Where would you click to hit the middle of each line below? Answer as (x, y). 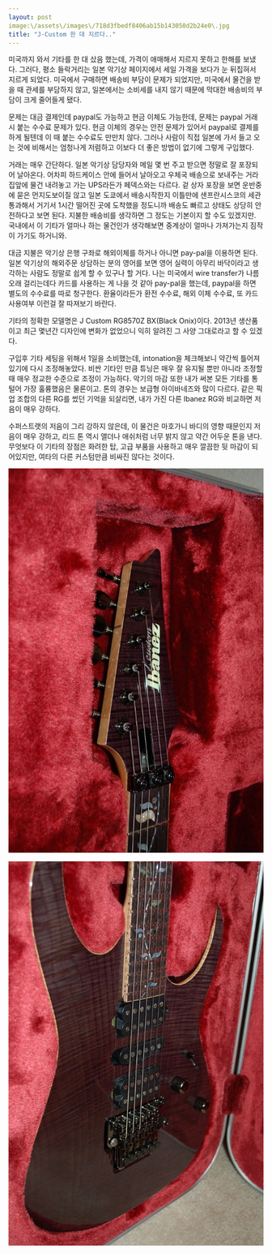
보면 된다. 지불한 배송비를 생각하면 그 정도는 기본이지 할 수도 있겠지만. (146, 216)
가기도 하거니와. (42, 236)
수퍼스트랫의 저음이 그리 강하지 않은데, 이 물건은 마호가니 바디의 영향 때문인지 (130, 427)
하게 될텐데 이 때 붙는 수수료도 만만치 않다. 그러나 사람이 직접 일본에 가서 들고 (130, 137)
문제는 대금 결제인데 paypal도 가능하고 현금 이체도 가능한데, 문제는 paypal (125, 117)
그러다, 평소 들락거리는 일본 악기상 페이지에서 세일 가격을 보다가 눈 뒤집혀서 (138, 70)
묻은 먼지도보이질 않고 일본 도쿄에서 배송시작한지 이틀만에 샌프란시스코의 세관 (139, 195)
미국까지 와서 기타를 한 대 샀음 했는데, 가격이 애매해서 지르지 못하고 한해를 (125, 59)
